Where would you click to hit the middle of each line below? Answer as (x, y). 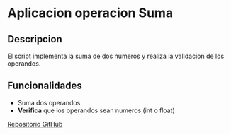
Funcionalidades (45, 86)
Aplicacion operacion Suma (90, 13)
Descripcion (35, 39)
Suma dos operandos (49, 102)
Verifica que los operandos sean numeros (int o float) (96, 110)
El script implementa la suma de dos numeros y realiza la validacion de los (116, 56)
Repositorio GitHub (35, 124)
